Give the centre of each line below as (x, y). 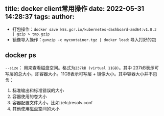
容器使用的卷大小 (29, 96)
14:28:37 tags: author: (40, 17)
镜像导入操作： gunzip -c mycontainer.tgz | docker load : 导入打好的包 (84, 39)
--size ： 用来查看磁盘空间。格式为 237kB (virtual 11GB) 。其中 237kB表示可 (82, 68)
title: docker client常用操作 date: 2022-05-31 (75, 9)
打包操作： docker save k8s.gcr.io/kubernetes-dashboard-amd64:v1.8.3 (84, 29)
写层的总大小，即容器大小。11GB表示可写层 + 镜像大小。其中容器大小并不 (79, 74)
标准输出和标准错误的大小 (38, 90)
